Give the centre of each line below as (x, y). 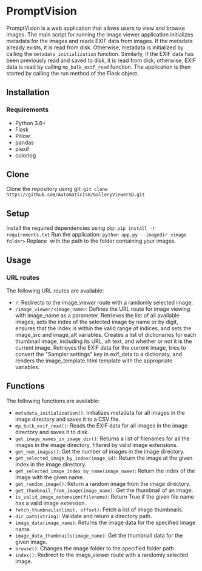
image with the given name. (50, 477)
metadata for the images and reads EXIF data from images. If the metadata (99, 41)
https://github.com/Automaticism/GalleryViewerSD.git (76, 195)
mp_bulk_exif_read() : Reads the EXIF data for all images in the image (101, 425)
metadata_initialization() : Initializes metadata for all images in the (100, 412)
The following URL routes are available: (55, 291)
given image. (31, 542)
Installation (28, 92)
